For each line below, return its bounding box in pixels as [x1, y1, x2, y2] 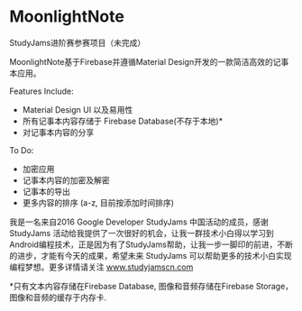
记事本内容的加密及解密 [22, 174, 110, 186]
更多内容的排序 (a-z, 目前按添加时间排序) [22, 197, 174, 208]
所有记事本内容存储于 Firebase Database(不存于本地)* [22, 115, 224, 126]
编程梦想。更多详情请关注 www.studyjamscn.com [9, 261, 194, 272]
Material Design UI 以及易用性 [22, 104, 133, 114]
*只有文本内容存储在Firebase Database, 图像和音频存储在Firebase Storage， [9, 280, 294, 291]
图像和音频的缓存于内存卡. [9, 291, 107, 303]
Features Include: [9, 86, 74, 96]
